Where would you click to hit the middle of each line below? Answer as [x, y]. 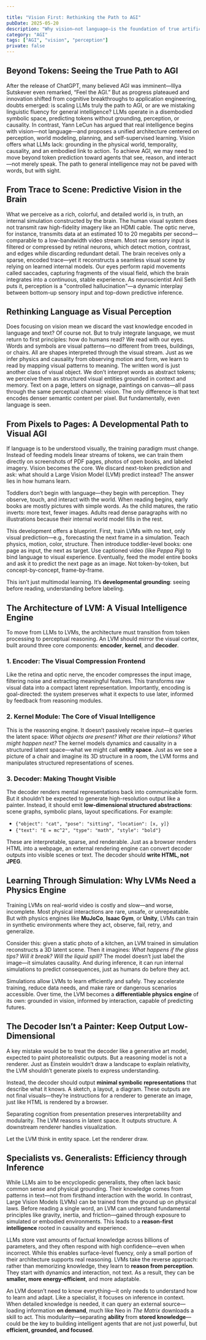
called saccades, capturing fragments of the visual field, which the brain [98, 273]
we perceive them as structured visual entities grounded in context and [96, 379]
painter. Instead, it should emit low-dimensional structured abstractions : [99, 804]
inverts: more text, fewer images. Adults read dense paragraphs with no [97, 513]
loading [16, 1311]
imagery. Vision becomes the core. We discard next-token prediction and [99, 468]
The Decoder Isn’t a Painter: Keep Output [86, 1026]
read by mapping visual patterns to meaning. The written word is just [93, 365]
